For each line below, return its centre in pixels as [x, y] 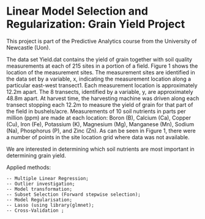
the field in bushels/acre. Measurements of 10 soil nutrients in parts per [96, 111]
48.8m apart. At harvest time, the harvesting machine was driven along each [103, 98]
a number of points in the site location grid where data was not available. [98, 137]
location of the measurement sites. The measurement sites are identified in [101, 72]
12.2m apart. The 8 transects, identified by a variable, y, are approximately [100, 92]
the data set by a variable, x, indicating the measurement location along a [99, 79]
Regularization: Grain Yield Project [96, 24]
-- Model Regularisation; [39, 199]
